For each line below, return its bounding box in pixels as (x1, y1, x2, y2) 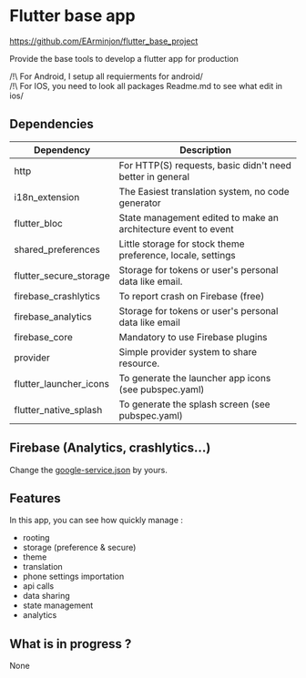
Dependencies (9, 116, 94, 132)
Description (178, 143, 232, 156)
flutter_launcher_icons (14, 377, 109, 390)
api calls (22, 581, 55, 592)
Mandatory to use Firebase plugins (118, 330, 268, 343)
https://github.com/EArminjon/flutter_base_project (9, 35, 199, 46)
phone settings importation (22, 571, 125, 582)
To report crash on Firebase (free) (118, 289, 265, 302)
